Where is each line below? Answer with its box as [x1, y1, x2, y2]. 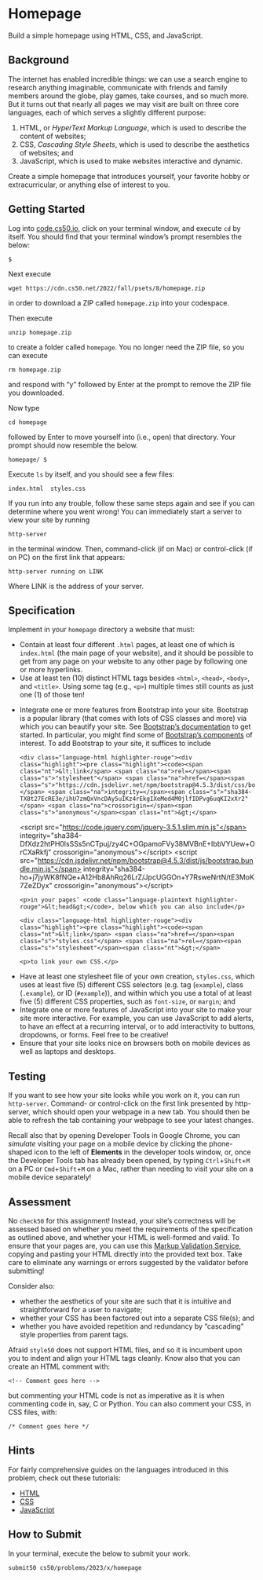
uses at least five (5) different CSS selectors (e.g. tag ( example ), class [19, 980, 243, 989]
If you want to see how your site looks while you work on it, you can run [8, 1091, 240, 1100]
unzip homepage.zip [8, 328, 72, 336]
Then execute [8, 313, 53, 323]
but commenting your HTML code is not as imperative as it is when [8, 1391, 225, 1400]
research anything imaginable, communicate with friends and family [8, 82, 228, 92]
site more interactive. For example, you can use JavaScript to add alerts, [19, 1014, 254, 1023]
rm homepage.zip [8, 366, 61, 374]
